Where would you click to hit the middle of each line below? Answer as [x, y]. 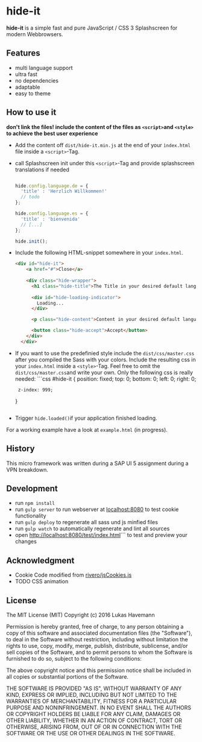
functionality [30, 516]
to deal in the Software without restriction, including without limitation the [97, 639]
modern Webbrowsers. [35, 34]
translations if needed [42, 170]
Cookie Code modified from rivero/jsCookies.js [73, 575]
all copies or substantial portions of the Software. [67, 677]
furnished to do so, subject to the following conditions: [74, 659]
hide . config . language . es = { [52, 214]
